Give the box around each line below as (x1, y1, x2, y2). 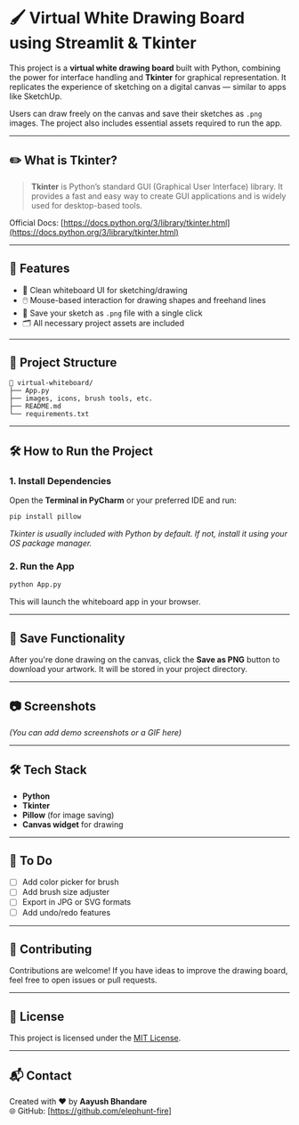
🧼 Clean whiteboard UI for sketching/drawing (21, 284, 188, 295)
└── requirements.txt (9, 410, 90, 419)
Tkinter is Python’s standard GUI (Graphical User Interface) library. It (30, 181, 283, 192)
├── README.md (9, 402, 62, 411)
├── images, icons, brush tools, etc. (9, 394, 153, 403)
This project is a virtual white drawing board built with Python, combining (9, 62, 281, 73)
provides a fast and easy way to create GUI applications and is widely (30, 190, 287, 201)
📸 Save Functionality (9, 630, 125, 645)
